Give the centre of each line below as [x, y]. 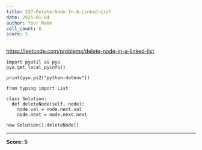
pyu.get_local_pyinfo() [36, 67]
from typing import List [37, 88]
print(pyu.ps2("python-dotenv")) [48, 78]
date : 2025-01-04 [28, 17]
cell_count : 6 [24, 28]
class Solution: [26, 99]
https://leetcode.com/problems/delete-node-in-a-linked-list [80, 51]
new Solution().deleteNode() [43, 125]
